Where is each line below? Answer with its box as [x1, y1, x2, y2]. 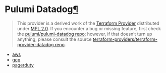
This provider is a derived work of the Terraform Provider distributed [17, 20, 159, 26]
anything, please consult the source [17, 36, 92, 42]
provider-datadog [17, 41, 54, 47]
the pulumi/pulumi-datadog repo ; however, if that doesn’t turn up [17, 31, 152, 37]
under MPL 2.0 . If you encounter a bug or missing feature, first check [17, 25, 161, 31]
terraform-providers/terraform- [92, 36, 157, 42]
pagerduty [12, 62, 34, 68]
